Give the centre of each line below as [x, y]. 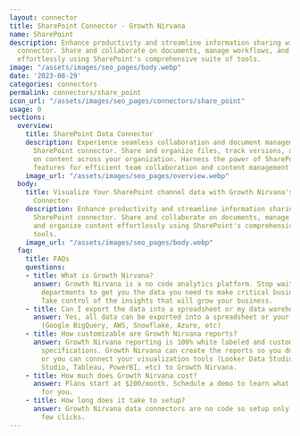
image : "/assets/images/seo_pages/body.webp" [95, 68]
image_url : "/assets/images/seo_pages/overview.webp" [127, 175]
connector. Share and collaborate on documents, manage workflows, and [154, 51]
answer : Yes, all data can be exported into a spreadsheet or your [161, 317]
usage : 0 [25, 109]
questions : [46, 268]
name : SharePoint [42, 34]
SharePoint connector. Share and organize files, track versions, [159, 150]
